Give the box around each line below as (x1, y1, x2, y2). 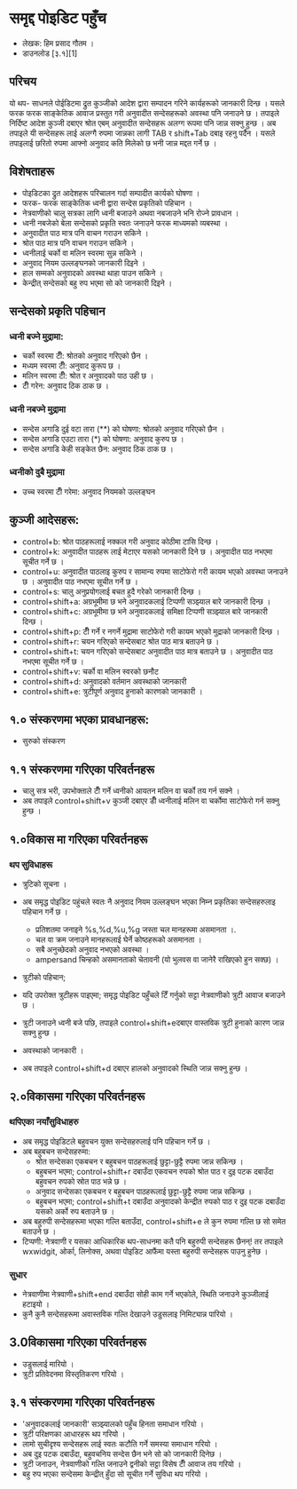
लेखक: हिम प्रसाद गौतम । (21, 37, 95, 48)
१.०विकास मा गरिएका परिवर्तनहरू (9, 832, 148, 847)
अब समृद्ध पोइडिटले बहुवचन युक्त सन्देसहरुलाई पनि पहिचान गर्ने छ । (21, 1136, 211, 1146)
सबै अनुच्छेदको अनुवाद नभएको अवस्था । (35, 944, 150, 954)
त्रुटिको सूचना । (21, 878, 67, 889)
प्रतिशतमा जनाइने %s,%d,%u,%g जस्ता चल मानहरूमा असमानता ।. (35, 923, 237, 935)
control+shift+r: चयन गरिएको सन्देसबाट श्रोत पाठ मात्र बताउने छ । (21, 636, 220, 646)
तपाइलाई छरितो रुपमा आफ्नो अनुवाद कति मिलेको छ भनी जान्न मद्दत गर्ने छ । (9, 138, 217, 148)
